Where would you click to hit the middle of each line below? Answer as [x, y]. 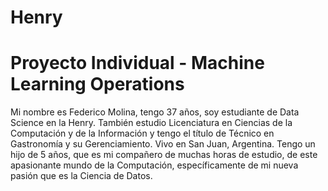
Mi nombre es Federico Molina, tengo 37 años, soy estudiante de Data [155, 112]
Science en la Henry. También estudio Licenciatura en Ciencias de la [151, 123]
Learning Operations [97, 84]
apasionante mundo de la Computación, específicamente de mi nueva [154, 165]
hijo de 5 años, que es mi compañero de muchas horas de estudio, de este [164, 155]
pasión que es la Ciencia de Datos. [81, 176]
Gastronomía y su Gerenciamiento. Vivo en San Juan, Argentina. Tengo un [163, 144]
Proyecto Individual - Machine [137, 63]
